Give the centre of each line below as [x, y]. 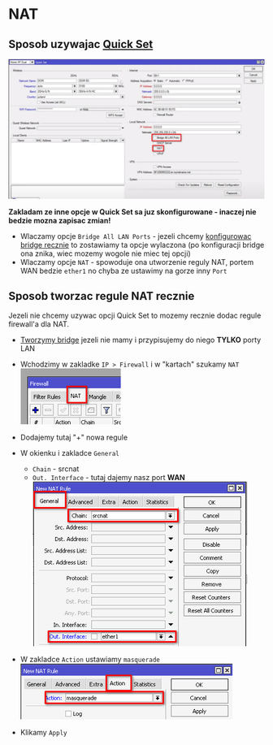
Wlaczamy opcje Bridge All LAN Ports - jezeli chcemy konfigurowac [136, 236]
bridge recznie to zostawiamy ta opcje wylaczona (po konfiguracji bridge [142, 245]
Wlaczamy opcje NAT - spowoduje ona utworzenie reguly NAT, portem [137, 262]
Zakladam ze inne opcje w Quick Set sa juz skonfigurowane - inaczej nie [132, 211]
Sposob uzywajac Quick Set [81, 44]
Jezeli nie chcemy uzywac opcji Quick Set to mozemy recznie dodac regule [135, 316]
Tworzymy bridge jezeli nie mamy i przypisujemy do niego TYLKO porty [141, 340]
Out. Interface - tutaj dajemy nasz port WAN [108, 478]
